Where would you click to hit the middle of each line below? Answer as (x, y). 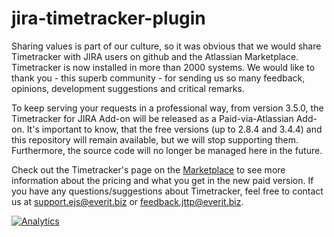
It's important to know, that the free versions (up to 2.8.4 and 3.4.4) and (174, 129)
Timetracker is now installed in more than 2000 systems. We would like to (163, 67)
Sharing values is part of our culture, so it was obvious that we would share (166, 46)
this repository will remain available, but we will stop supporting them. (155, 139)
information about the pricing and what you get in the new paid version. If (162, 180)
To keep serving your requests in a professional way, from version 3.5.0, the (167, 108)
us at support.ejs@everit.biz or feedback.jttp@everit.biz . (127, 201)
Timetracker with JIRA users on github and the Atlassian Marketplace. (155, 56)
